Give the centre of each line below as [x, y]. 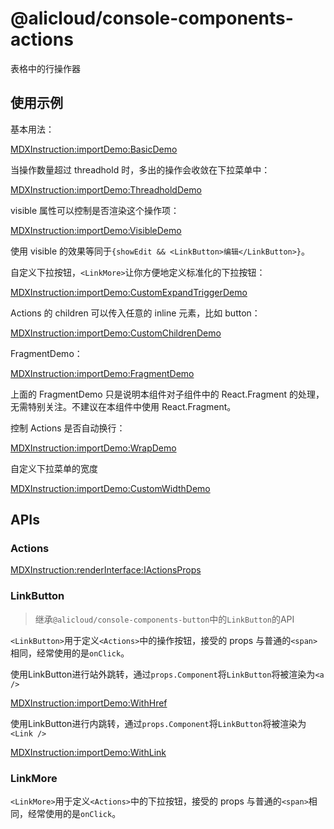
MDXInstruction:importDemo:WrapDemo [93, 448]
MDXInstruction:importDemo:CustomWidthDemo [110, 488]
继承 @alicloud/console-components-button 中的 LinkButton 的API [164, 619]
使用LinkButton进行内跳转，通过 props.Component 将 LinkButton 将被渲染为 [158, 723]
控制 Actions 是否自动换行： [68, 428]
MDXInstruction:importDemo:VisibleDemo [96, 230]
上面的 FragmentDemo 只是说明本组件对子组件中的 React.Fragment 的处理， [167, 394]
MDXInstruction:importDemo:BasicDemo [94, 149]
